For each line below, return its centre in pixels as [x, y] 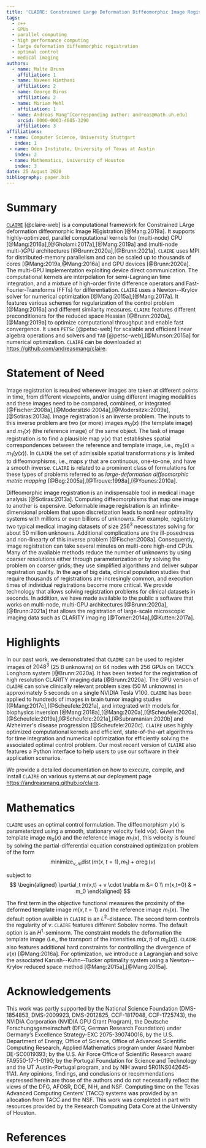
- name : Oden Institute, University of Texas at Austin [82, 149]
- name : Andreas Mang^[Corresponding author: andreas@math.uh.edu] [100, 115]
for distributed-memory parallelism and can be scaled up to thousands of [99, 257]
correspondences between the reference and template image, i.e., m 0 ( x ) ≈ [101, 446]
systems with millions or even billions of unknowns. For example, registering [102, 519]
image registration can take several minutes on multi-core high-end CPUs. [100, 546]
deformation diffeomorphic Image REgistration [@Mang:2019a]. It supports [101, 231]
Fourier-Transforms [31, 289]
